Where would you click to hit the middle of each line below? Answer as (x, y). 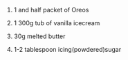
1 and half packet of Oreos (51, 10)
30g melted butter (39, 36)
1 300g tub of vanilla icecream (57, 23)
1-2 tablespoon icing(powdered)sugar (67, 49)
